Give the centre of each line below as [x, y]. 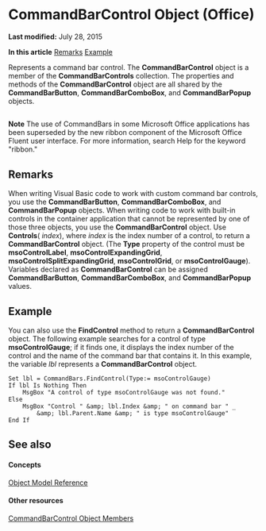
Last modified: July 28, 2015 [56, 37]
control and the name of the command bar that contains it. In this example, [130, 356]
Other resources [36, 501]
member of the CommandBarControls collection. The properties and [121, 75]
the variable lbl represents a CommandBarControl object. [102, 364]
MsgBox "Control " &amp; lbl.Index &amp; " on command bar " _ [129, 406]
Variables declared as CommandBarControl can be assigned [108, 269]
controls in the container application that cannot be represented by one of [129, 219]
